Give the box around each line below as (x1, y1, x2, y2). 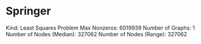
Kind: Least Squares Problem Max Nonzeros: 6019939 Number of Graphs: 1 (5, 24, 196, 31)
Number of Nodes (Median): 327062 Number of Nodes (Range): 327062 (5, 30, 188, 37)
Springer (5, 4, 51, 18)
